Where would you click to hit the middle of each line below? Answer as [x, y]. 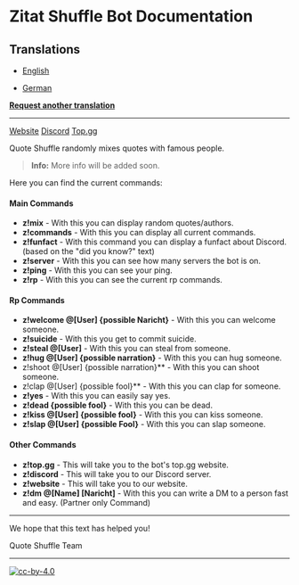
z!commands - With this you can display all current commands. [139, 233]
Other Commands [43, 445]
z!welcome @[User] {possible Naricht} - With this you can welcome [149, 320]
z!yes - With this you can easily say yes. [96, 396]
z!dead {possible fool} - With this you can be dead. [117, 405]
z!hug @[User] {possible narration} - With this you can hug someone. [152, 358]
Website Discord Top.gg [53, 131]
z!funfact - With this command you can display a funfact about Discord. [154, 242]
